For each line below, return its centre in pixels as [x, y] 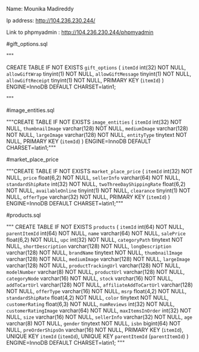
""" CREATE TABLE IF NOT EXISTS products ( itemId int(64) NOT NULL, [95, 227]
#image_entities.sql [30, 110]
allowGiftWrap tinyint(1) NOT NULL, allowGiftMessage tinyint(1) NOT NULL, [99, 74]
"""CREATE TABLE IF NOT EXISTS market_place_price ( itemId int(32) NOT [99, 171]
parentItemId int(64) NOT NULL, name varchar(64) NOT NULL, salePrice [96, 233]
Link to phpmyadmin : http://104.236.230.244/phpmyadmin [80, 32]
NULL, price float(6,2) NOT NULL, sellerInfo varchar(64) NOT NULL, [93, 178]
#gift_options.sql [27, 44]
